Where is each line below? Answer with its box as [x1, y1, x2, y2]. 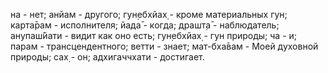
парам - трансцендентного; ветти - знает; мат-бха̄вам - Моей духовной [10, 40, 319, 52]
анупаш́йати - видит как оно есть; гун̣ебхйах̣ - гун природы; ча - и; [10, 30, 298, 41]
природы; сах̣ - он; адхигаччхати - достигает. [10, 51, 205, 63]
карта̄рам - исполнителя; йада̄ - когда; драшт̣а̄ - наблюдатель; [10, 19, 280, 31]
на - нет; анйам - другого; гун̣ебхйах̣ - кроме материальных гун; [10, 9, 288, 20]
